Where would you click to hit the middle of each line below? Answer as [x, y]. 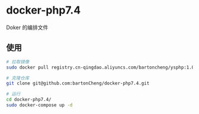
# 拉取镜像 [18, 62]
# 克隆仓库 [18, 78]
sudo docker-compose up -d [39, 105]
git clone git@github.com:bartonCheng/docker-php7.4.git [78, 83]
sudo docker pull [28, 67]
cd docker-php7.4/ [29, 100]
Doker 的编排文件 [27, 27]
